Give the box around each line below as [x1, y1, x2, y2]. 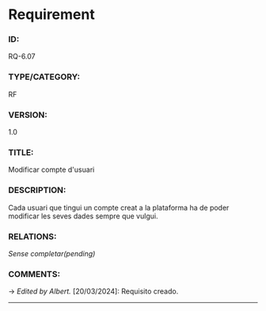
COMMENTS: [8, 268, 61, 279]
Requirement [8, 6, 95, 24]
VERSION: [8, 109, 47, 120]
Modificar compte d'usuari [8, 165, 95, 175]
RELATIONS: [8, 231, 57, 242]
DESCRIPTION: [8, 184, 66, 195]
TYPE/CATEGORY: [8, 71, 81, 82]
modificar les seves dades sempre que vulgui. [8, 211, 158, 221]
